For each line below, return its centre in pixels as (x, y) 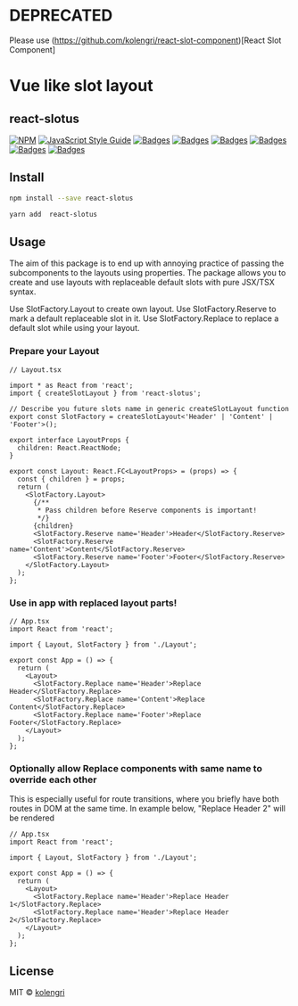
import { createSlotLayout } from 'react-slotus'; (105, 393)
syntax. (23, 292)
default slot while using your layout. (74, 328)
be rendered (32, 818)
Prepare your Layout (54, 351)
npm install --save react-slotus (71, 198)
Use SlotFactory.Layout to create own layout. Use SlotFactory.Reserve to (143, 309)
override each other (53, 779)
